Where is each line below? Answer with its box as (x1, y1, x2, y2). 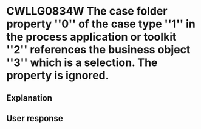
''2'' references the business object (6, 43, 191, 57)
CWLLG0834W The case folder (6, 4, 168, 18)
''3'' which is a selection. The (6, 56, 158, 70)
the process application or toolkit (6, 30, 177, 44)
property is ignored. (6, 68, 109, 82)
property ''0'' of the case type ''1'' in (6, 17, 196, 31)
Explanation (6, 93, 53, 103)
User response (6, 113, 63, 124)
